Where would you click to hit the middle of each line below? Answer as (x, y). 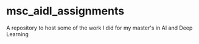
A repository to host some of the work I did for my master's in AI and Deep (100, 28)
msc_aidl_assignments (65, 11)
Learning (18, 34)
